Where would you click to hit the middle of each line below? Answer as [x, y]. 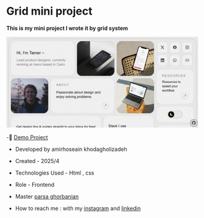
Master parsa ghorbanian [47, 196]
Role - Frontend [35, 184]
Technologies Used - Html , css [55, 173]
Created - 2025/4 [37, 161]
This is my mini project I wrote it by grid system [67, 28]
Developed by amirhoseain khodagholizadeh [71, 149]
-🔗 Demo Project [27, 137]
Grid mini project [49, 11]
